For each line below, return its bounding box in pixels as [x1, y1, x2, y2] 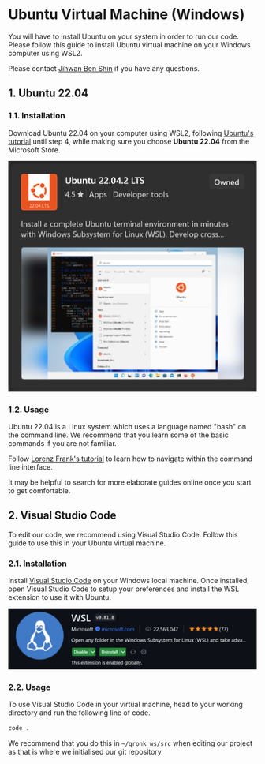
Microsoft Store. [8, 144, 61, 155]
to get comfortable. [8, 485, 71, 495]
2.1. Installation [8, 558, 67, 569]
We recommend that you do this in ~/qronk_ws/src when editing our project [8, 739, 252, 748]
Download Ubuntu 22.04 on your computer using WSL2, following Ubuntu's [8, 128, 254, 137]
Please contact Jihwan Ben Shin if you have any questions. [8, 63, 200, 73]
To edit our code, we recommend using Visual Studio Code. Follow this [8, 530, 238, 539]
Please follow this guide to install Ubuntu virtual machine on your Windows [8, 39, 251, 49]
